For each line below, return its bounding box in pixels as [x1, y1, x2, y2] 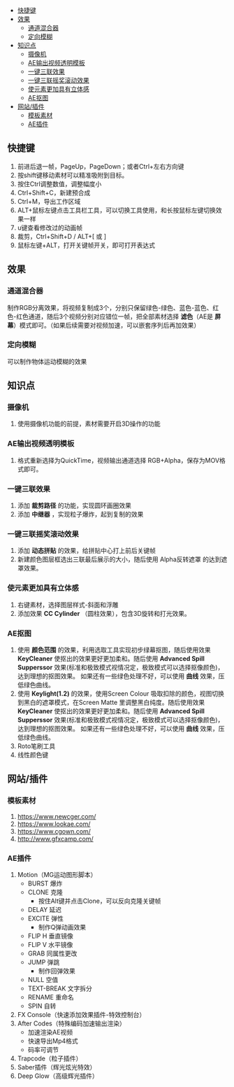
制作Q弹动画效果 [38, 923, 87, 931]
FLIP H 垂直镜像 [27, 932, 73, 940]
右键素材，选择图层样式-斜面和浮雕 [17, 601, 119, 609]
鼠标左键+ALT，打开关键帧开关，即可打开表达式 [17, 241, 156, 249]
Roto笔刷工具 [17, 741, 56, 750]
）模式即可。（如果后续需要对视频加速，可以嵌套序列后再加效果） [13, 321, 200, 329]
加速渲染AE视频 [27, 1028, 73, 1036]
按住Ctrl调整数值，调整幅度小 [17, 179, 102, 188]
